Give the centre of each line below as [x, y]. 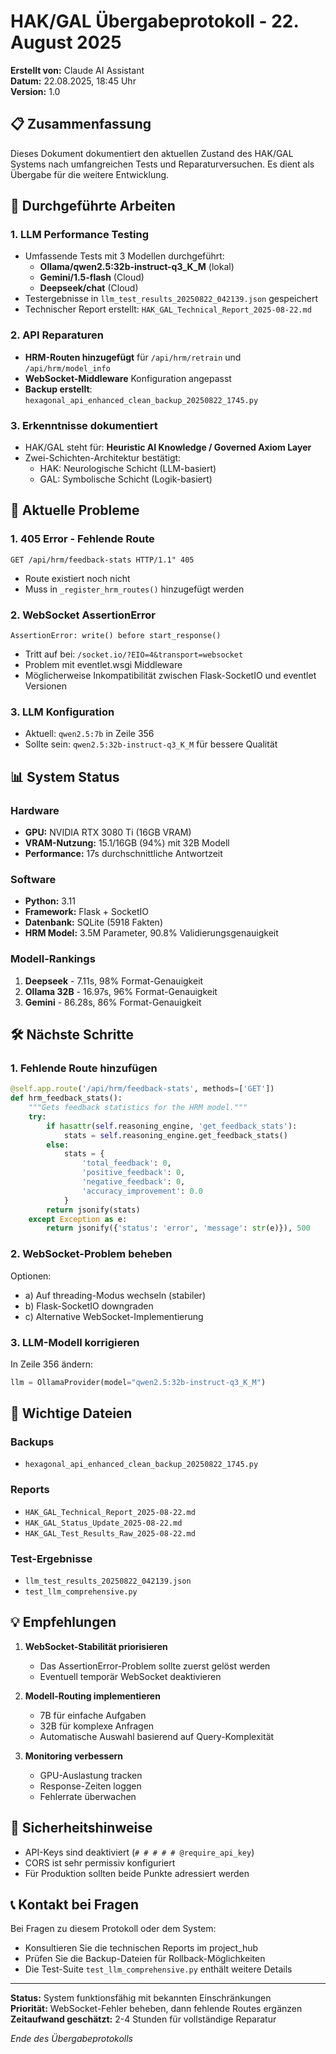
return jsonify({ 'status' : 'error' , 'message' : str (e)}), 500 [178, 1228]
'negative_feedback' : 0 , [133, 1182]
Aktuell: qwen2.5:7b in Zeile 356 [89, 734]
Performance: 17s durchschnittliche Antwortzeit [123, 853]
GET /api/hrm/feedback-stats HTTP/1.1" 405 [102, 560]
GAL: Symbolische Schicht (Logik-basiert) [126, 479]
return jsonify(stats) [93, 1210]
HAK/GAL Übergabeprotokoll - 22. [154, 21]
